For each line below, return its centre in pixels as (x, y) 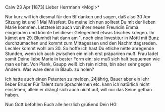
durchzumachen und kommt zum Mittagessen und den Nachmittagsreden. (81, 43)
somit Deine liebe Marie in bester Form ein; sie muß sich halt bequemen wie (82, 59)
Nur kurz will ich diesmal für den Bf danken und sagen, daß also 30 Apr (78, 17)
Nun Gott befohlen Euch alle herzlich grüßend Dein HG (61, 104)
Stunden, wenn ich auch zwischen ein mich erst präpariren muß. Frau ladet (82, 54)
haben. (12, 95)
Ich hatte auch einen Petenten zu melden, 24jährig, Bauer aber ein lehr (77, 79)
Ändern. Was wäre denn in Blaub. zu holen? (50, 69)
